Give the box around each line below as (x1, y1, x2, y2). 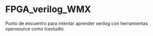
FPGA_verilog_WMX (5, 4, 91, 15)
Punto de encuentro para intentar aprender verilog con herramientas (5, 20, 148, 26)
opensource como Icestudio (5, 25, 64, 31)
